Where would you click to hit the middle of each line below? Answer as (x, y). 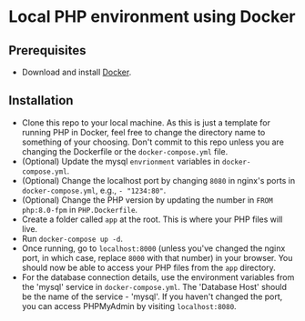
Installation (41, 100)
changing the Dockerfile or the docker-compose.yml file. (125, 151)
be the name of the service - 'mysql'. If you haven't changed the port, (152, 296)
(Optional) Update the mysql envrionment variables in (121, 161)
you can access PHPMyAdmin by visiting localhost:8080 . (129, 306)
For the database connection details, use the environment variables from (158, 277)
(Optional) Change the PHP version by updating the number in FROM (147, 200)
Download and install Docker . (76, 72)
